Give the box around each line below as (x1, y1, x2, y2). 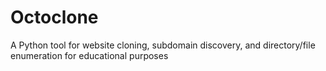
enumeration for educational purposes (10, 49, 169, 61)
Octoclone (10, 6, 99, 29)
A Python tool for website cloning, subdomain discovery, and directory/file (10, 39, 316, 51)
